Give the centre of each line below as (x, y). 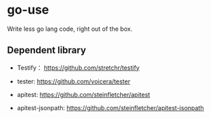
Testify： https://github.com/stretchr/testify (78, 68)
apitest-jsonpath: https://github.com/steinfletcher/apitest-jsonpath (110, 107)
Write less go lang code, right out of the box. (70, 29)
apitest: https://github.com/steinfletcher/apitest (83, 94)
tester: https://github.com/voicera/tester (74, 81)
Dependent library (47, 50)
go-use (28, 10)
